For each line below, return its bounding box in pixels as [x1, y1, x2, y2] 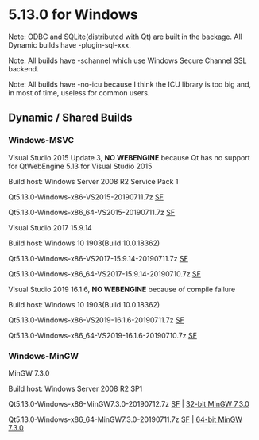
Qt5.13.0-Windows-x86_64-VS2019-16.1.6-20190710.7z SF [8, 330, 197, 340]
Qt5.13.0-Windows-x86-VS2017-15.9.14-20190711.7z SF [8, 253, 188, 263]
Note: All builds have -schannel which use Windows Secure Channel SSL [8, 56, 247, 65]
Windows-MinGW [8, 350, 79, 361]
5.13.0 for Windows [8, 6, 138, 24]
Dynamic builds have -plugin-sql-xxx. [8, 40, 131, 49]
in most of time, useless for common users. [8, 87, 150, 97]
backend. [8, 64, 39, 73]
